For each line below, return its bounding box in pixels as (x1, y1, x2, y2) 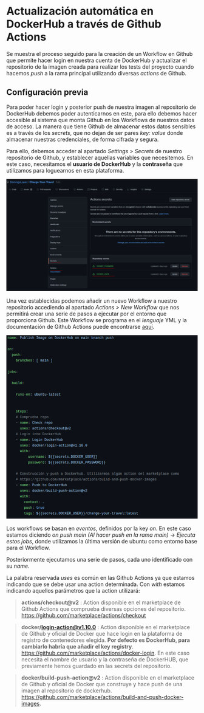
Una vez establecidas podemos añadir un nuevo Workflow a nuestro (6, 297, 177, 305)
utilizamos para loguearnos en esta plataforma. (6, 167, 124, 174)
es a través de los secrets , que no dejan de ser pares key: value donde (6, 129, 183, 136)
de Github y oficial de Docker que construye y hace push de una (21, 681, 183, 688)
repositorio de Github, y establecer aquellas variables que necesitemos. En (6, 154, 194, 161)
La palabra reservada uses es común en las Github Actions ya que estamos (6, 574, 195, 582)
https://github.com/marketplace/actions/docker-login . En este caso (21, 649, 190, 657)
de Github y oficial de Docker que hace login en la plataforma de (21, 630, 183, 638)
